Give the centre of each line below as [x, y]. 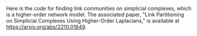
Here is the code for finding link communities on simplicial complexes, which [99, 8]
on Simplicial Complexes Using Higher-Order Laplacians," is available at [93, 21]
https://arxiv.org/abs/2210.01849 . [46, 27]
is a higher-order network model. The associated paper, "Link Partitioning [95, 15]
